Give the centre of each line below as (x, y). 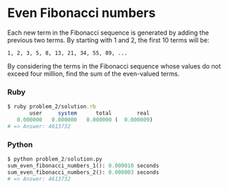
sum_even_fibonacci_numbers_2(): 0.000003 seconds (83, 172)
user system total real (90, 113)
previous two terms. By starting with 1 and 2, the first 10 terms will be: (108, 40)
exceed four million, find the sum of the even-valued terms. (94, 74)
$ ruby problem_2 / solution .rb (52, 107)
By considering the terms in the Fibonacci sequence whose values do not (114, 66)
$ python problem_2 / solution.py (55, 159)
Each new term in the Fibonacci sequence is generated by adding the (108, 33)
